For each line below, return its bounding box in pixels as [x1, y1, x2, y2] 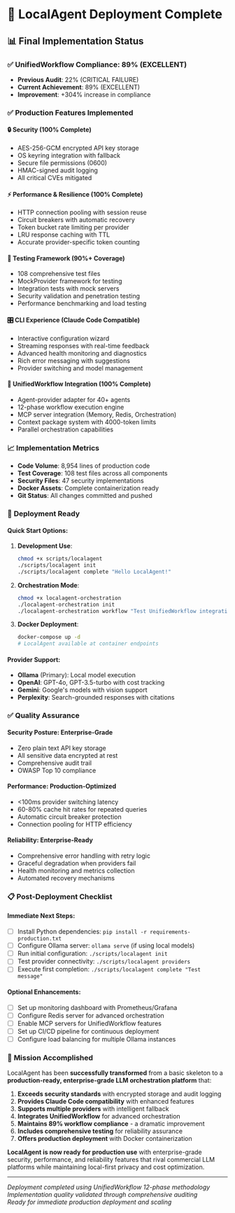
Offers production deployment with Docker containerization [17, 1135, 192, 1143]
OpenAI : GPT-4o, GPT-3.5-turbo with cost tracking [17, 679, 165, 687]
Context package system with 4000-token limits [17, 417, 157, 426]
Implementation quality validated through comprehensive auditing [7, 1191, 198, 1199]
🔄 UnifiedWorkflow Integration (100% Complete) [7, 380, 152, 388]
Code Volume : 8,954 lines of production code [17, 462, 150, 470]
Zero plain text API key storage [17, 744, 106, 752]
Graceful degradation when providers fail [17, 859, 136, 867]
